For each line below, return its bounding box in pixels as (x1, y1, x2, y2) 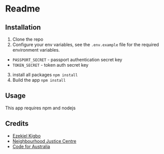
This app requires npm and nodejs (5, 105, 76, 111)
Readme (5, 3, 40, 15)
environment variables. (12, 47, 60, 53)
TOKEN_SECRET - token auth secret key (12, 62, 88, 68)
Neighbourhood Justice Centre (12, 138, 76, 144)
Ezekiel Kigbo (12, 132, 41, 138)
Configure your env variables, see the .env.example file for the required (12, 42, 159, 48)
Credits (5, 119, 29, 128)
